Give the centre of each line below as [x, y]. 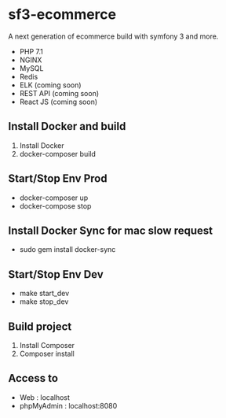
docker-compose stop [55, 205]
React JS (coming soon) [58, 102]
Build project [40, 326]
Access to [33, 378]
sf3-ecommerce [62, 15]
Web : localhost [45, 397]
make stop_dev [44, 301]
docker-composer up [54, 198]
